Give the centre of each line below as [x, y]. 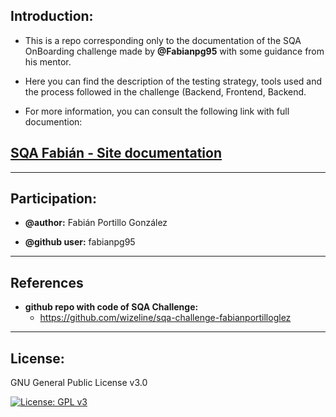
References [47, 282]
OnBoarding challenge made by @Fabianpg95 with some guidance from [174, 51]
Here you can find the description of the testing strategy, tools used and [173, 81]
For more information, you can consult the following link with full [157, 111]
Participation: [53, 199]
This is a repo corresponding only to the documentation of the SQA [163, 40]
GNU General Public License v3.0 [79, 383]
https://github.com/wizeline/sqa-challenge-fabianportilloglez [165, 318]
